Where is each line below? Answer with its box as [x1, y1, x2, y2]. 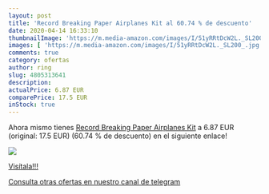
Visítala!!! [8, 161, 38, 172]
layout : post [8, 11, 52, 20]
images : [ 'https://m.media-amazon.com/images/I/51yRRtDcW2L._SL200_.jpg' [8, 42, 263, 49]
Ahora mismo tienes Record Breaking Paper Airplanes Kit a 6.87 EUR [8, 123, 235, 133]
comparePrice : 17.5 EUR [8, 93, 88, 101]
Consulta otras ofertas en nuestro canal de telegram [8, 177, 181, 187]
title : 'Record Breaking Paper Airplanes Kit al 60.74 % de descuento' [8, 19, 252, 27]
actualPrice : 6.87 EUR [8, 85, 84, 94]
